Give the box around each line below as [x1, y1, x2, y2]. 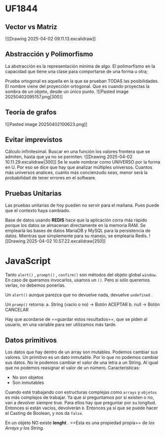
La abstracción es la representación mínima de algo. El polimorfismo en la [5, 63, 156, 69]
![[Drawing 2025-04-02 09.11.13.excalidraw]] [5, 36, 96, 42]
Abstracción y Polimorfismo [5, 50, 93, 58]
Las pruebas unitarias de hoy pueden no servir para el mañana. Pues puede [5, 202, 160, 208]
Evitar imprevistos [5, 135, 63, 144]
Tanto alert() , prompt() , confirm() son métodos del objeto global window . [5, 272, 157, 278]
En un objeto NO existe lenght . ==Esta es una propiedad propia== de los [5, 420, 155, 426]
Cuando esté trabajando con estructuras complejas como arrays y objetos [5, 389, 157, 395]
